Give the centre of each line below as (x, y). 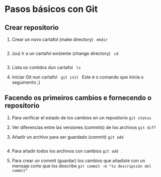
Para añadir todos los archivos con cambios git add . (67, 151)
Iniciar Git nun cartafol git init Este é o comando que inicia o (78, 77)
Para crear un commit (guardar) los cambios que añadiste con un (78, 161)
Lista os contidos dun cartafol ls (46, 67)
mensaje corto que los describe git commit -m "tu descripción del (81, 166)
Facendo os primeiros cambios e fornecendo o (78, 98)
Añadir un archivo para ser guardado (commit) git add (68, 137)
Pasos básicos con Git (51, 9)
